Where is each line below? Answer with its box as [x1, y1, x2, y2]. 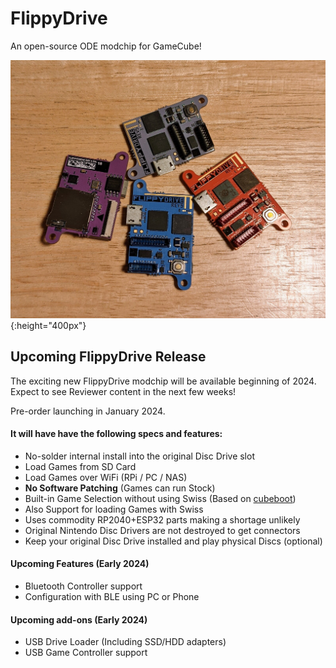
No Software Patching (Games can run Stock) [24, 482, 216, 494]
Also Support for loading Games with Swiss [24, 503, 204, 515]
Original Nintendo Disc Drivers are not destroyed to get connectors [24, 524, 301, 536]
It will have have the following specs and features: [10, 428, 223, 440]
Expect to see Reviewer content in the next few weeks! [10, 385, 237, 397]
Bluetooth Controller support [24, 580, 143, 592]
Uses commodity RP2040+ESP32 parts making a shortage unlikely [24, 513, 301, 526]
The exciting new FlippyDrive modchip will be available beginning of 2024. [10, 375, 317, 387]
